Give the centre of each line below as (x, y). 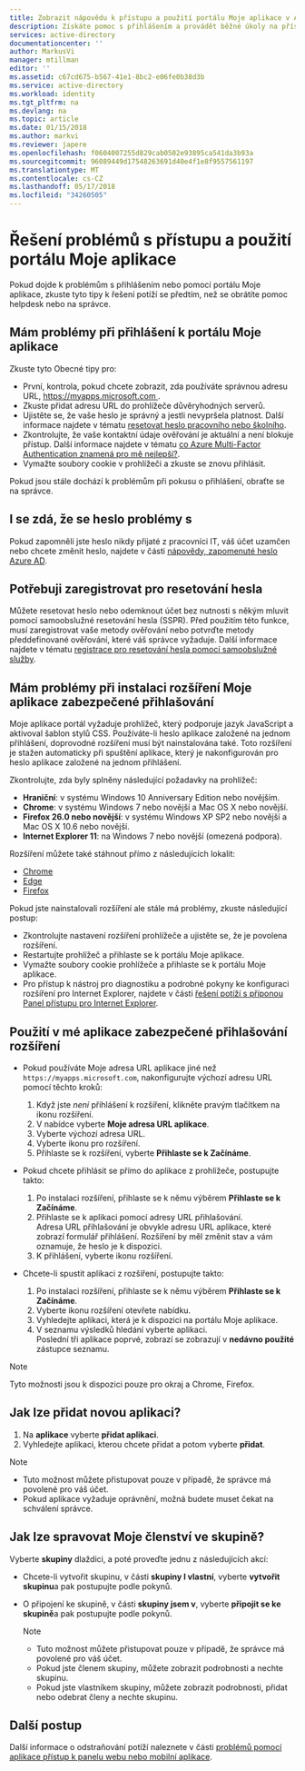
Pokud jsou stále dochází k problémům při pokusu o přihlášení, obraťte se (147, 481)
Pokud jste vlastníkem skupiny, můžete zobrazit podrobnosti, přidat (162, 1687)
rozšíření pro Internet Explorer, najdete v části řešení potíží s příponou (153, 994)
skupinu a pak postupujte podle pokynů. (97, 1586)
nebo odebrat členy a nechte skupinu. (107, 1696)
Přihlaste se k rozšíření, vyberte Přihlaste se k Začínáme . (143, 1153)
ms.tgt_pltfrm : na (44, 102)
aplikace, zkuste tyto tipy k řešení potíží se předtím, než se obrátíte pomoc (149, 294)
